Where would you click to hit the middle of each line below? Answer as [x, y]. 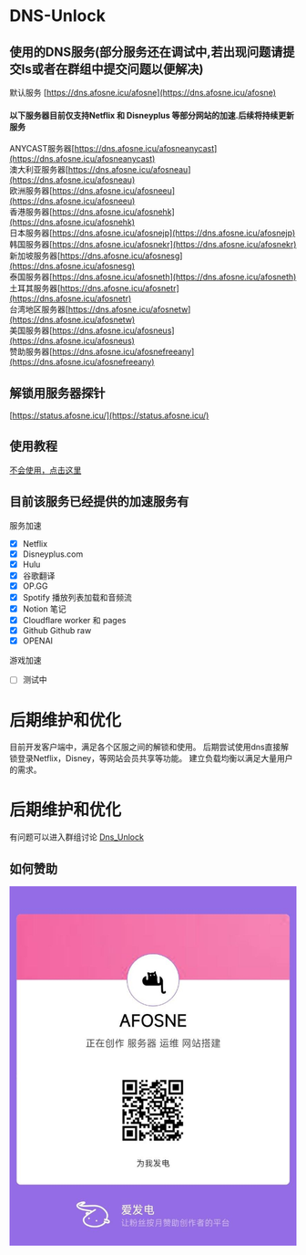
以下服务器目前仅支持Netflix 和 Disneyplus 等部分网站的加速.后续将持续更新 [152, 115]
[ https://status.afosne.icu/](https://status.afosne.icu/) [109, 415]
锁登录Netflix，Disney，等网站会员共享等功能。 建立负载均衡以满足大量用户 [151, 758]
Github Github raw [57, 631]
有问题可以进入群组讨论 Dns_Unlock [76, 837]
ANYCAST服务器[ [42, 149]
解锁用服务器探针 [57, 393]
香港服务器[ [31, 212]
